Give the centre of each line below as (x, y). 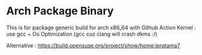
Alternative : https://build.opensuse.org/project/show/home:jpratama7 (93, 45)
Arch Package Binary (60, 11)
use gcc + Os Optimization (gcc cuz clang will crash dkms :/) (82, 33)
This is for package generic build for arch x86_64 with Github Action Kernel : (101, 27)
